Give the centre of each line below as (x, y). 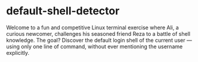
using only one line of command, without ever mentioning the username (95, 46)
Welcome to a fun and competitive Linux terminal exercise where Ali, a (92, 27)
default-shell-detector (63, 11)
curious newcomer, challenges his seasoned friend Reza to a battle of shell (98, 33)
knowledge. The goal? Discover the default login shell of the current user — (99, 40)
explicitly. (18, 52)
